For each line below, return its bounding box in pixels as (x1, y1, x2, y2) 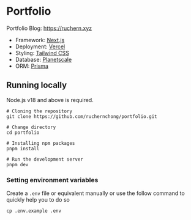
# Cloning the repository (6, 108, 72, 114)
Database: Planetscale (15, 56, 72, 63)
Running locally (6, 80, 67, 90)
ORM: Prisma (15, 62, 49, 70)
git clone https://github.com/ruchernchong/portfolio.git (6, 113, 157, 120)
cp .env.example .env (6, 208, 62, 215)
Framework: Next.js (15, 36, 65, 43)
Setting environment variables (6, 175, 99, 184)
